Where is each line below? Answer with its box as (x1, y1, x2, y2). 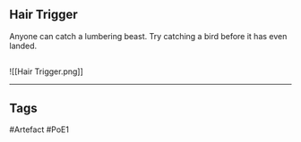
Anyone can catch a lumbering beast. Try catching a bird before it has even (9, 30, 288, 41)
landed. (9, 40, 38, 51)
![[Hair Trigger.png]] (9, 66, 83, 77)
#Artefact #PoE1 (9, 124, 70, 135)
